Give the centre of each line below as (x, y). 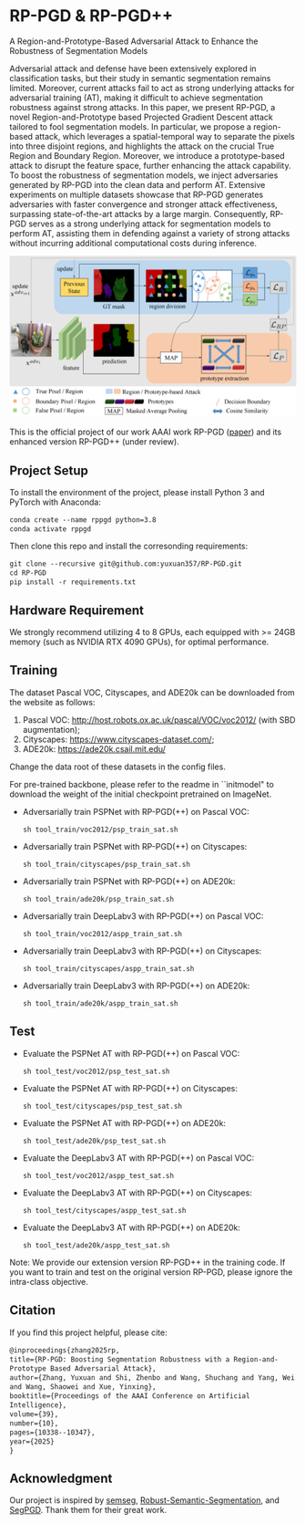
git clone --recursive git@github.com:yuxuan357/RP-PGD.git (126, 564)
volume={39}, (34, 1414)
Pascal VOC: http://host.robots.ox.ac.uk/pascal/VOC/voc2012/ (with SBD (159, 720)
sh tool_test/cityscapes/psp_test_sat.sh (102, 1106)
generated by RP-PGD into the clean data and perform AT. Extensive (137, 184)
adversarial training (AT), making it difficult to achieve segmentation (137, 98)
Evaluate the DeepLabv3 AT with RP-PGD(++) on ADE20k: (132, 1227)
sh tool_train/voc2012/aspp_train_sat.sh (102, 934)
